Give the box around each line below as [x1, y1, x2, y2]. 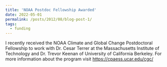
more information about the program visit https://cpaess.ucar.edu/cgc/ [5, 56, 154, 62]
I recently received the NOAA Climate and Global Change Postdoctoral [5, 40, 153, 46]
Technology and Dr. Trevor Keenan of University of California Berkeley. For [5, 51, 162, 57]
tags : [5, 21, 17, 27]
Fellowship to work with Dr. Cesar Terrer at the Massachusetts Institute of [5, 45, 159, 51]
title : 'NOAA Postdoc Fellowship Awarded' [5, 7, 97, 13]
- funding [10, 26, 31, 31]
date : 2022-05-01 [5, 12, 42, 17]
